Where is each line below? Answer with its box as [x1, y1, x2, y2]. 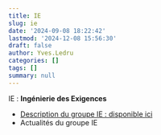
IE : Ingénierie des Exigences [8, 93, 107, 103]
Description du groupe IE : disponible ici [19, 109, 153, 119]
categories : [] [8, 57, 60, 65]
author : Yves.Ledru [8, 49, 74, 57]
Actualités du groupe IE [19, 117, 98, 127]
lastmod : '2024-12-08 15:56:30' [8, 34, 117, 43]
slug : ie [8, 19, 38, 27]
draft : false [8, 42, 52, 50]
